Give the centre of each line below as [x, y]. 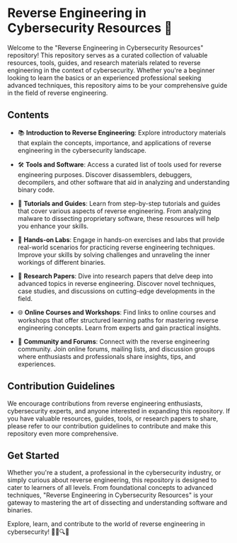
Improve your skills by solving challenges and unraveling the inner [114, 255]
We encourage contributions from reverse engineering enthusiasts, [105, 403]
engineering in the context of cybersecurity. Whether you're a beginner [111, 70]
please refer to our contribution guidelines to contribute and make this [109, 425]
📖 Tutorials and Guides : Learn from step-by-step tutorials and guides [119, 203]
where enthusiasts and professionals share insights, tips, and [106, 356]
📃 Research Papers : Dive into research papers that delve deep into [115, 276]
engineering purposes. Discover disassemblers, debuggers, [105, 174]
